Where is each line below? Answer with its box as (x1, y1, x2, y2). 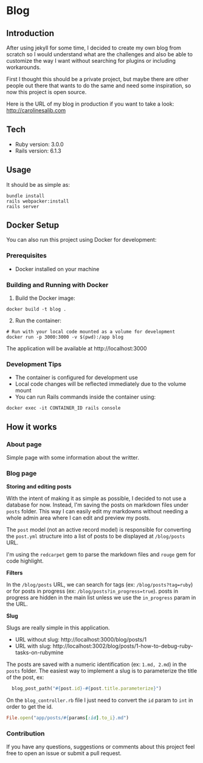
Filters (6, 569, 23, 577)
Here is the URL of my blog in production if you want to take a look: (6, 100, 174, 107)
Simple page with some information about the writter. (6, 454, 140, 461)
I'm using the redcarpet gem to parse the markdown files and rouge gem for (6, 551, 196, 559)
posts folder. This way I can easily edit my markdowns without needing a (6, 508, 188, 515)
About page (6, 440, 42, 449)
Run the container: (15, 317, 62, 324)
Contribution (6, 729, 45, 737)
